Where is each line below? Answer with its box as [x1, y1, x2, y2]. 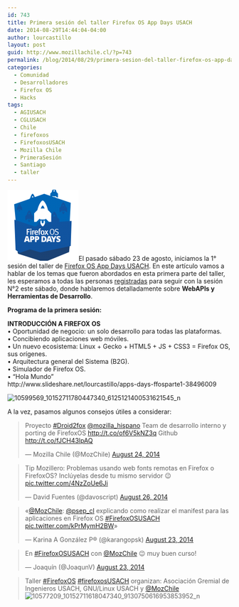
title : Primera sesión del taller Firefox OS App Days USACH [7, 18, 193, 26]
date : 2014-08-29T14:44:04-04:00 [7, 26, 107, 33]
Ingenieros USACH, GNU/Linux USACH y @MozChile [24, 584, 179, 593]
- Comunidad [14, 71, 50, 78]
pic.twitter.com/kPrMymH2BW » [24, 522, 118, 530]
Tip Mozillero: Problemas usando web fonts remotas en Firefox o [24, 464, 215, 472]
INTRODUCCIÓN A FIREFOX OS [7, 320, 101, 328]
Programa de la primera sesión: [7, 306, 102, 314]
